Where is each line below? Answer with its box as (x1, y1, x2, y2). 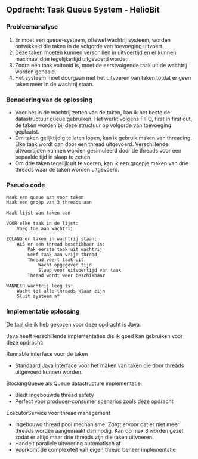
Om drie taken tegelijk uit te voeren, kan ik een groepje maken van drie (14, 159, 189, 166)
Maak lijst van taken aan (6, 210, 70, 216)
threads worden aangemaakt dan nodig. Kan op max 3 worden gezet (14, 427, 184, 434)
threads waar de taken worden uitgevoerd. (14, 166, 120, 173)
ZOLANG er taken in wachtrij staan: (6, 236, 97, 242)
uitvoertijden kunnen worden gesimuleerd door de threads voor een (14, 147, 182, 154)
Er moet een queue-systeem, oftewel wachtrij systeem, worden (14, 36, 171, 44)
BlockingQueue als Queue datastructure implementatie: (6, 380, 143, 387)
